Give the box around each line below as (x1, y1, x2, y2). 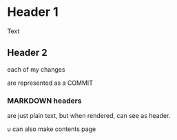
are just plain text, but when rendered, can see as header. (7, 112, 171, 120)
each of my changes (7, 65, 65, 73)
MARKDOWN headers (7, 96, 82, 106)
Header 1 (7, 4, 59, 20)
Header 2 (7, 47, 48, 59)
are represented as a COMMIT (7, 79, 93, 87)
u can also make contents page (7, 125, 96, 133)
